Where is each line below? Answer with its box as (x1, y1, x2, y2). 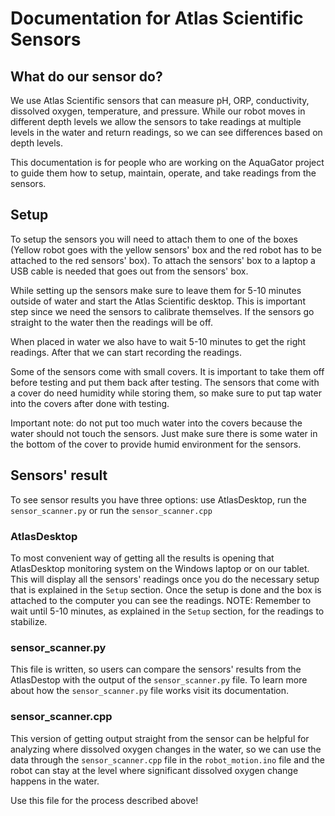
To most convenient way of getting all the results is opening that (10, 552, 275, 564)
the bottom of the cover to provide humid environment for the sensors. (10, 438, 302, 450)
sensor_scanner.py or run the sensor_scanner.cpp (10, 504, 213, 516)
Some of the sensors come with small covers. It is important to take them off (10, 365, 325, 377)
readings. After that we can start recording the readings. (10, 346, 242, 358)
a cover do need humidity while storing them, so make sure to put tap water (10, 387, 322, 399)
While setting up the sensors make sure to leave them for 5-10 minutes (10, 284, 302, 296)
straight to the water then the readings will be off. (10, 316, 213, 328)
